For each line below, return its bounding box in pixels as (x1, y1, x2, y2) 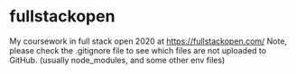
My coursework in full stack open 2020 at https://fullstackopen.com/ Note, (9, 36, 287, 46)
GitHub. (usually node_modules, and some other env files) (9, 54, 226, 65)
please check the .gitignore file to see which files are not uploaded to (9, 45, 267, 55)
